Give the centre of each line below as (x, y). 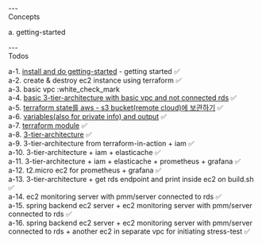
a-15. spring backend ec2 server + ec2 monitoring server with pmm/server (130, 205)
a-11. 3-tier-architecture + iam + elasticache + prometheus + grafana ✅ (125, 161)
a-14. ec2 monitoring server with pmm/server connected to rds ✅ (115, 196)
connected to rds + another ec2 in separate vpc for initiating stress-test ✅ (129, 231)
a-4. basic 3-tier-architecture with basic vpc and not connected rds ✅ (122, 98)
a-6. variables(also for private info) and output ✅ (88, 116)
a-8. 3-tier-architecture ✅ (50, 134)
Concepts (24, 17)
